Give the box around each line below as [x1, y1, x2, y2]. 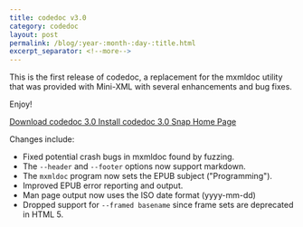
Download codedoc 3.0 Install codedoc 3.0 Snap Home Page [9, 117, 237, 128]
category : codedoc [9, 22, 79, 31]
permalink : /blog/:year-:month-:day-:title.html [9, 38, 196, 48]
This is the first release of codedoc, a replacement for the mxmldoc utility [9, 71, 283, 82]
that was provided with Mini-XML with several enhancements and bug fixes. [9, 81, 292, 92]
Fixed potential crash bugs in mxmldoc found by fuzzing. [22, 151, 235, 163]
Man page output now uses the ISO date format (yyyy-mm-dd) [22, 190, 256, 201]
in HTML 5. [22, 209, 64, 220]
